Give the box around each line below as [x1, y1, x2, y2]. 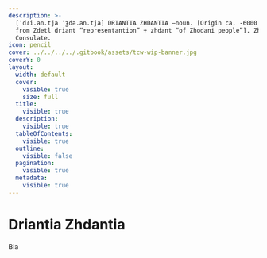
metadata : [15, 174, 48, 183]
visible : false [22, 152, 73, 160]
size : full [22, 93, 59, 101]
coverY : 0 [8, 56, 41, 64]
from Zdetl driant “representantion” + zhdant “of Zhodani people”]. [15, 26, 250, 34]
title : [15, 100, 37, 108]
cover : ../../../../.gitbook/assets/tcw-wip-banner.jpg [8, 48, 197, 56]
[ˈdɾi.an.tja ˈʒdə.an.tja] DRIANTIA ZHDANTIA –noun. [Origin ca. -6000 [15, 19, 258, 27]
